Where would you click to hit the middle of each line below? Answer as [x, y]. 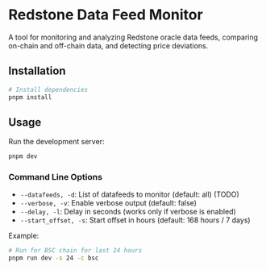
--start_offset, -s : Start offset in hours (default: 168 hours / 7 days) [135, 220]
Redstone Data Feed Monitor [106, 15]
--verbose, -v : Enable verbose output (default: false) [108, 203]
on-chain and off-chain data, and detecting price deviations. [108, 45]
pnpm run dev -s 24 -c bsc [54, 258]
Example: [24, 236]
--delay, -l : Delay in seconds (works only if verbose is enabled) [128, 212]
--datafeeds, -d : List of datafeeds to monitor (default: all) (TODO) [129, 194]
